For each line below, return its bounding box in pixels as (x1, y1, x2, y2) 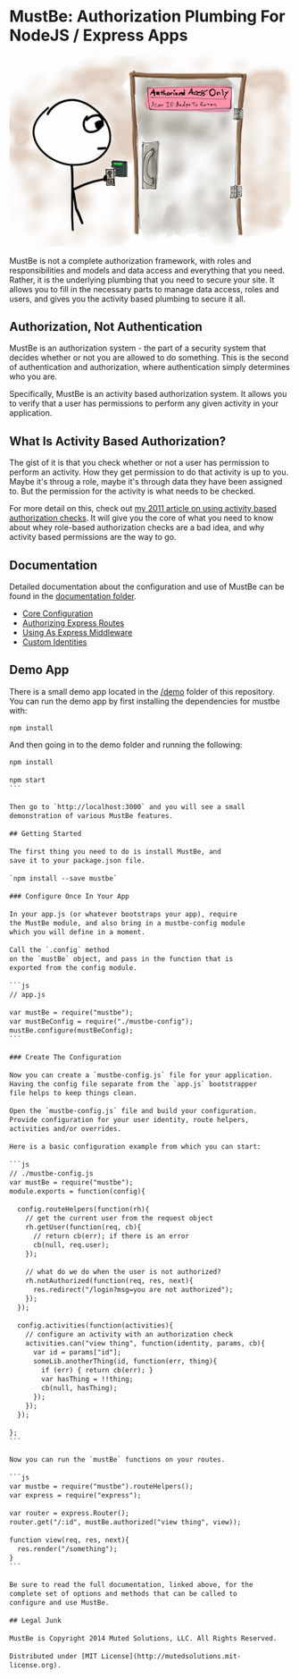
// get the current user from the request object (25, 1213, 214, 1222)
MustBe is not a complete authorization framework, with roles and (9, 255, 252, 266)
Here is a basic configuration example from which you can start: (9, 1142, 262, 1151)
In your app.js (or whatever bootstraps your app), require (9, 909, 238, 918)
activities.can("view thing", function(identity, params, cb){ (25, 1338, 266, 1347)
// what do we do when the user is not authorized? (25, 1267, 221, 1276)
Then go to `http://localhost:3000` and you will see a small (9, 802, 245, 811)
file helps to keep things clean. (9, 1088, 138, 1097)
